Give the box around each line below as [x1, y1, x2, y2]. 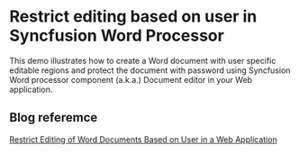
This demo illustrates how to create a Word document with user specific [9, 55, 276, 66]
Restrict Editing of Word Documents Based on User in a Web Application [9, 133, 277, 145]
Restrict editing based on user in [9, 6, 258, 27]
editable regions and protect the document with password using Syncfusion [9, 65, 291, 76]
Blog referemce [9, 110, 98, 125]
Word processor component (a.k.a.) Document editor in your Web [9, 74, 253, 85]
